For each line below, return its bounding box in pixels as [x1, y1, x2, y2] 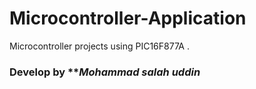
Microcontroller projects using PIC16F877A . [9, 40, 190, 52]
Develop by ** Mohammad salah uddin [9, 65, 201, 79]
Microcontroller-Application [9, 7, 247, 30]
